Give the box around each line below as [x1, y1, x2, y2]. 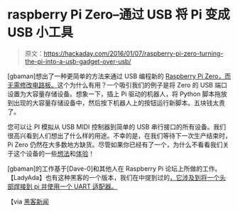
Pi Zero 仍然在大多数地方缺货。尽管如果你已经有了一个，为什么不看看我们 [7, 140, 223, 149]
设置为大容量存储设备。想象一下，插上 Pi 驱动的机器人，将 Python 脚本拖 [7, 90, 222, 98]
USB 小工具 [7, 24, 73, 41]
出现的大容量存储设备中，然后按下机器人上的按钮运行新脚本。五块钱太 [13, 98, 219, 107]
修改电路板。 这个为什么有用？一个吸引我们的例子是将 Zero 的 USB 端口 [19, 80, 227, 89]
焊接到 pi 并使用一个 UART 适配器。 [13, 182, 118, 191]
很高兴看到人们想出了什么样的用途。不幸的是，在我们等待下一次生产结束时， [7, 131, 232, 139]
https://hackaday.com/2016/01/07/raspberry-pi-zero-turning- [43, 49, 224, 58]
